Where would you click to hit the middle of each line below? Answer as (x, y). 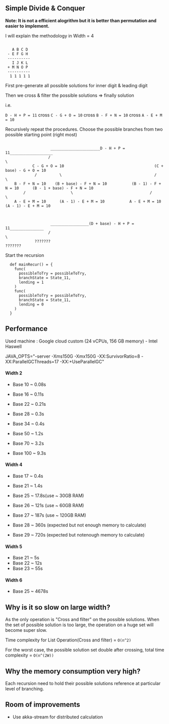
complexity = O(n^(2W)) (30, 655)
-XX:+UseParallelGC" (82, 361)
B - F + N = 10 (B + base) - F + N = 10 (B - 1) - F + (88, 184)
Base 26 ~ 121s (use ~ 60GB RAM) (48, 506)
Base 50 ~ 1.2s (28, 433)
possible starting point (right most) (41, 134)
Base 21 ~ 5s (26, 558)
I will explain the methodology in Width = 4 (50, 35)
